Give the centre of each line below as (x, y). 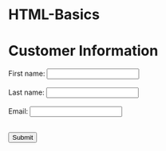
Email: (18, 111)
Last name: (27, 92)
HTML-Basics (54, 15)
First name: (27, 74)
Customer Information (83, 51)
